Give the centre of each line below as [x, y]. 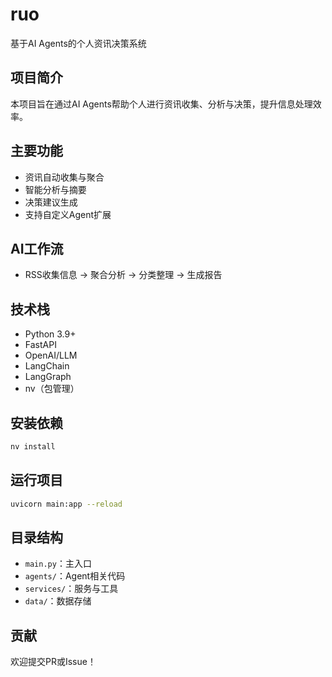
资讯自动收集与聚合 [64, 177]
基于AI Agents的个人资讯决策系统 [78, 43]
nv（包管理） [52, 389]
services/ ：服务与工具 [71, 589]
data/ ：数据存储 [58, 601]
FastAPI [40, 345]
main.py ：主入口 [58, 564]
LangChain [47, 366]
